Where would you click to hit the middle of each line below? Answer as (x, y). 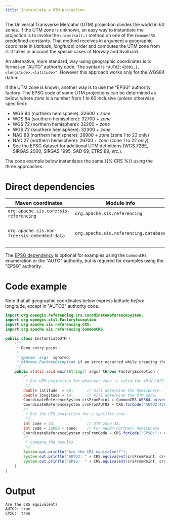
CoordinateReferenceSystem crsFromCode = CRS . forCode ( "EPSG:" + (93, 433)
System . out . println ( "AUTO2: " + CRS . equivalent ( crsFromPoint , (90, 457)
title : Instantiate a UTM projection (45, 10)
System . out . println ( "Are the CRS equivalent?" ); (76, 452)
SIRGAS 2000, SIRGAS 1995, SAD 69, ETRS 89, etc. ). (68, 151)
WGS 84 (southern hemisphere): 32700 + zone (62, 119)
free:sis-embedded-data (36, 236)
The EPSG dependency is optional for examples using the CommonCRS (76, 255)
